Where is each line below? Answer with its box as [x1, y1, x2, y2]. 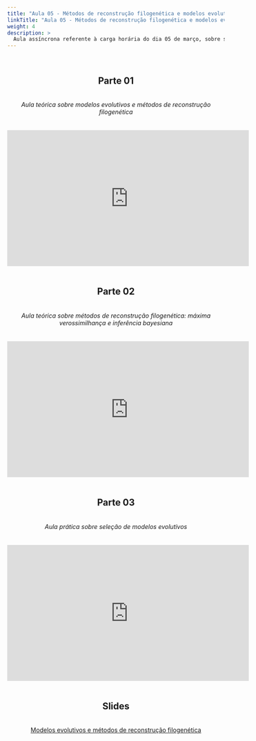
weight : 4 [7, 23, 36, 30]
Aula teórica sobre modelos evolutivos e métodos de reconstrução [21, 100, 211, 108]
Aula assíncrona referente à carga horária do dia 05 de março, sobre [13, 36, 221, 43]
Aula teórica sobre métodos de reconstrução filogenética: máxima [21, 311, 211, 320]
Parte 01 [97, 75, 135, 86]
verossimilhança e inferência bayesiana [59, 318, 173, 327]
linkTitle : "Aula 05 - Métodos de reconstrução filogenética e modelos [7, 17, 217, 23]
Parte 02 [97, 286, 135, 298]
